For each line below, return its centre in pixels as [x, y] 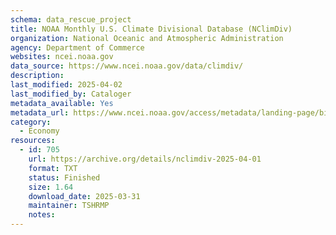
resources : [33, 141]
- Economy [39, 131]
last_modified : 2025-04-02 [66, 85]
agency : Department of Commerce [77, 47]
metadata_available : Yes [62, 103]
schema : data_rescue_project [71, 19]
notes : [42, 215]
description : [37, 76]
